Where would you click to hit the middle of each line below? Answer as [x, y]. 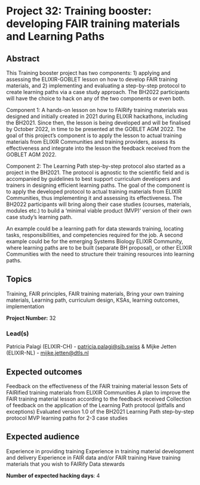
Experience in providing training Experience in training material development [100, 451]
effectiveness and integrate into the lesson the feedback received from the [98, 148]
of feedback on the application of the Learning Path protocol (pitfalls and [96, 405]
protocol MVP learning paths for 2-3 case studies [67, 418]
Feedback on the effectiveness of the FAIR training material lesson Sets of [97, 386]
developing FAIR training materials [93, 24]
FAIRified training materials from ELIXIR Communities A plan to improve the [98, 392]
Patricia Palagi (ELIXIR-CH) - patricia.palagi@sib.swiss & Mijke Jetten [91, 347]
